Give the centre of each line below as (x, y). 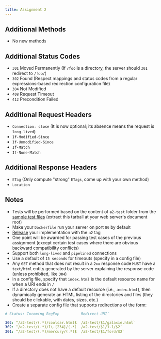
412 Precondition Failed (35, 99)
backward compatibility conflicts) (45, 248)
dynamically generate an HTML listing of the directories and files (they (82, 294)
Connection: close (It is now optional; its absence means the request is (83, 126)
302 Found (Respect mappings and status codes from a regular (75, 79)
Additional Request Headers (48, 114)
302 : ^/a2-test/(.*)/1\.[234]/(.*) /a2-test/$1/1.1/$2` (64, 327)
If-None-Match (26, 153)
